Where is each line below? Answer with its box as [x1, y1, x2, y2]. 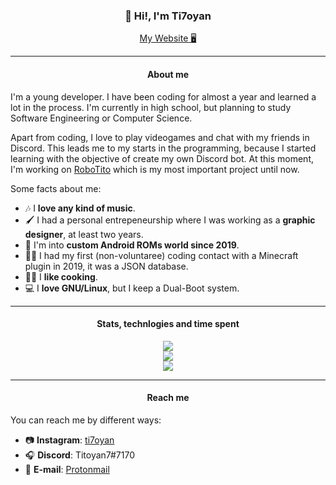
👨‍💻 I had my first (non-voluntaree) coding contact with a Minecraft [24, 249, 299, 261]
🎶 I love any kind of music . [24, 202, 136, 214]
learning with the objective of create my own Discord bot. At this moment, [10, 152, 314, 164]
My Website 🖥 [139, 32, 197, 44]
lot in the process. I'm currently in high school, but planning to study [10, 101, 292, 113]
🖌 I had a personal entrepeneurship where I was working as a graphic [24, 214, 316, 226]
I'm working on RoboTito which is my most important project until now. [10, 163, 300, 175]
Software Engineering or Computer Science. [10, 112, 193, 124]
